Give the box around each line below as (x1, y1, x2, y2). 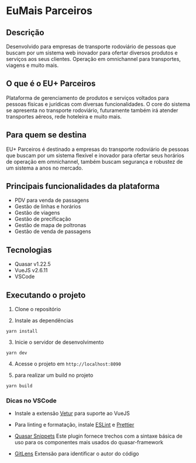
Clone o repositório (14, 306, 61, 313)
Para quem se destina (6, 130, 87, 140)
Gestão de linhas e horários (14, 203, 81, 210)
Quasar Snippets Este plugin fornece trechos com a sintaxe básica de (14, 432, 183, 440)
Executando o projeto (6, 290, 86, 300)
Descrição (6, 28, 44, 38)
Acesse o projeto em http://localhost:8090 (14, 360, 121, 367)
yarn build (6, 383, 33, 389)
